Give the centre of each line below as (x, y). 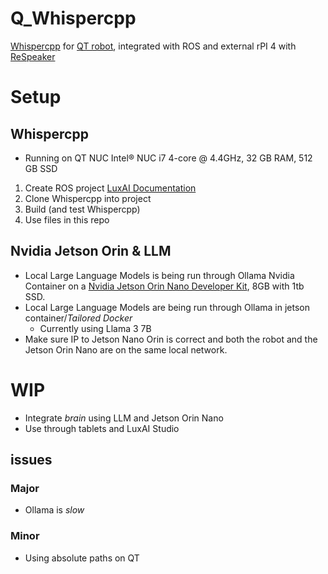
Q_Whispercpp (73, 18)
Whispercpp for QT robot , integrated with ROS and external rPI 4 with (153, 46)
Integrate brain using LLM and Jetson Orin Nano (124, 418)
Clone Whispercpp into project (88, 198)
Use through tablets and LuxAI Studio (102, 428)
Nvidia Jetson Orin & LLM (91, 251)
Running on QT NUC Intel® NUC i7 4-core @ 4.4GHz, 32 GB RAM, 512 (168, 158)
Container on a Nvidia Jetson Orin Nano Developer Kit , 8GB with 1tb (164, 286)
